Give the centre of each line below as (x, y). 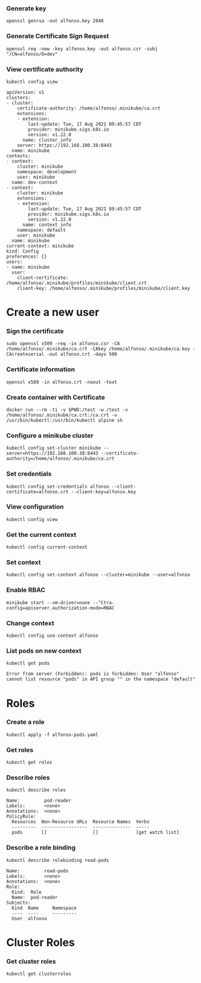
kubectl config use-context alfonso (52, 636)
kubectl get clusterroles (39, 974)
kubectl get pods (28, 663)
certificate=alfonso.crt (37, 491)
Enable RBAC (26, 590)
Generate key (26, 8)
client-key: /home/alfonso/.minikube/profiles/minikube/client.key (104, 288)
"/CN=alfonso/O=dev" (32, 54)
